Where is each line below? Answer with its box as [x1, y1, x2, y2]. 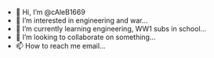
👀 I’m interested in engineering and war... [15, 16, 148, 25]
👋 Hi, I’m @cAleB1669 [15, 8, 86, 16]
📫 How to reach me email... [15, 42, 106, 50]
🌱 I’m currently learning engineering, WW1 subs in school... [15, 24, 207, 33]
